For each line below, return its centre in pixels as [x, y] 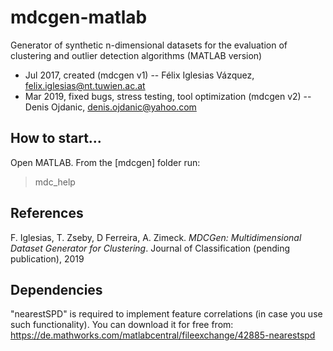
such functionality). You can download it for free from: [122, 325]
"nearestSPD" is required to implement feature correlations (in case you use [166, 314]
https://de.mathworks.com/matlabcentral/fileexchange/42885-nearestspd [163, 335]
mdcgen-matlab [79, 17]
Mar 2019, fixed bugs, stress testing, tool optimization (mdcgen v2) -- [168, 96]
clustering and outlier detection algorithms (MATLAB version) [136, 55]
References [47, 213]
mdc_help [55, 182]
